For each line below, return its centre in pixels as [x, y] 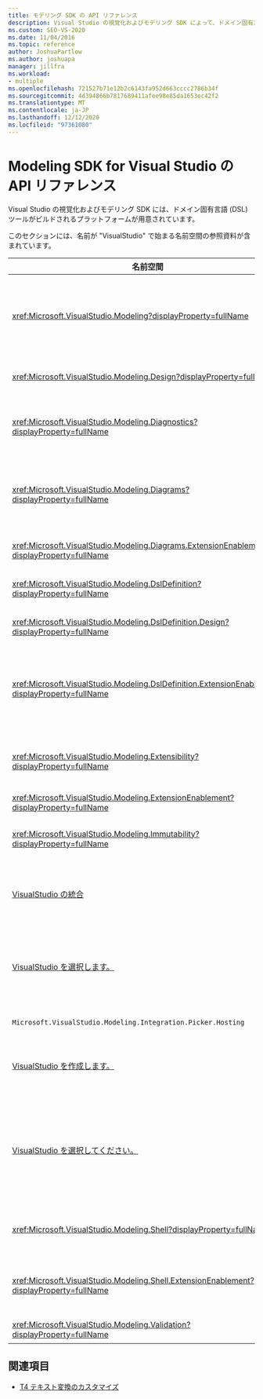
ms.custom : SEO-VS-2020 [47, 30]
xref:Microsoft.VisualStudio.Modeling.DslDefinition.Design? [121, 622]
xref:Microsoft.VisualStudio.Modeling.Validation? [101, 1324]
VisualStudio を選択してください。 [75, 1150]
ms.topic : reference [42, 45]
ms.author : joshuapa [42, 60]
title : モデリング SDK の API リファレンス [73, 15]
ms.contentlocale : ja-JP [49, 111]
